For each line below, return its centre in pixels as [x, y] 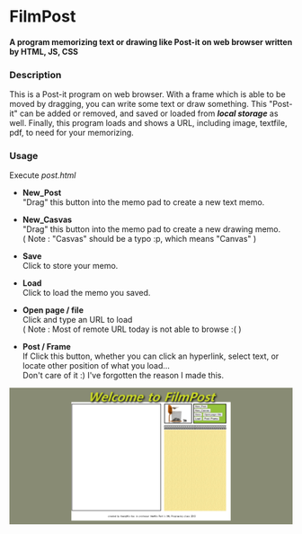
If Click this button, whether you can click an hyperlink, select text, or [151, 356]
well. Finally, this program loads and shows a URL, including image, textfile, [148, 123]
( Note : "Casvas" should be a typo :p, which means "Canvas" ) [139, 239]
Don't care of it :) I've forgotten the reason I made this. [123, 376]
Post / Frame [47, 347]
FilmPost [43, 17]
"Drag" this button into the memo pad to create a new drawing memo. [151, 229]
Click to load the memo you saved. [86, 293]
